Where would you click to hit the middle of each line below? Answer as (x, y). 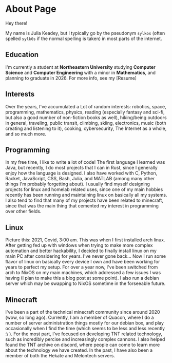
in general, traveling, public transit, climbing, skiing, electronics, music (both (86, 123)
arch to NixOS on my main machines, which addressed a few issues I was (83, 273)
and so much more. (26, 133)
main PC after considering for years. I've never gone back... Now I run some (85, 256)
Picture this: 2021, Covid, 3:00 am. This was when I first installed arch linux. (85, 240)
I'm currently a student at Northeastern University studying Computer (80, 67)
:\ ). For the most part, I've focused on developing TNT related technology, (84, 334)
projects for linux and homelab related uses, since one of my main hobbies (84, 189)
